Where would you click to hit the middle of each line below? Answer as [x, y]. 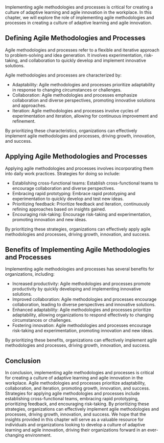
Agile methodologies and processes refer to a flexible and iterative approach [82, 50]
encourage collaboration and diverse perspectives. [63, 188]
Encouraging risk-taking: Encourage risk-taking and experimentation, [82, 214]
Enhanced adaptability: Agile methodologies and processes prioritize [82, 310]
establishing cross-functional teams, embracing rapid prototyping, [72, 399]
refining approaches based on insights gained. [59, 209]
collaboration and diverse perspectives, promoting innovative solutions [84, 100]
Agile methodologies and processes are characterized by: [63, 75]
